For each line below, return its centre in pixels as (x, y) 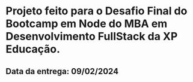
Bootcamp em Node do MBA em (87, 24)
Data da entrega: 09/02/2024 (62, 71)
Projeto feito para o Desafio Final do (96, 11)
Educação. (33, 49)
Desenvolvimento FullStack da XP (92, 37)
